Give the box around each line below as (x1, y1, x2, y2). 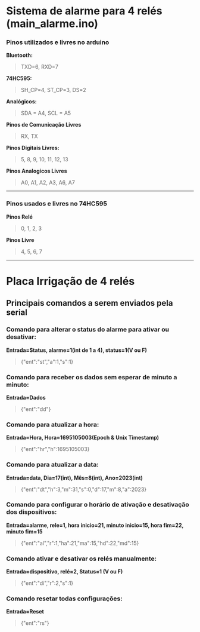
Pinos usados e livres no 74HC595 (6, 200, 107, 208)
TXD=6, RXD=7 (20, 63, 58, 70)
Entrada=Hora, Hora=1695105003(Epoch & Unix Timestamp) (6, 434, 160, 441)
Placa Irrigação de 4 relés (6, 274, 135, 288)
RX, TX (20, 133, 38, 140)
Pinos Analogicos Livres (6, 167, 67, 174)
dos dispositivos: (6, 508, 57, 516)
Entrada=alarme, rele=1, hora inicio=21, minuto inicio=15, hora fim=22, (6, 521, 184, 529)
